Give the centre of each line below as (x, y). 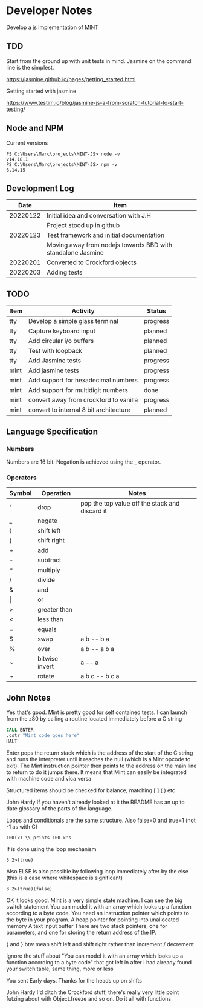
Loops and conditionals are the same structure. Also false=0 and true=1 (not (101, 820)
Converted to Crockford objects (92, 262)
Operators (22, 478)
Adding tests (65, 272)
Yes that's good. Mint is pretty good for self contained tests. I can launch (97, 712)
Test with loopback (55, 351)
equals (47, 629)
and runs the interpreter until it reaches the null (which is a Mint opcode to (98, 759)
